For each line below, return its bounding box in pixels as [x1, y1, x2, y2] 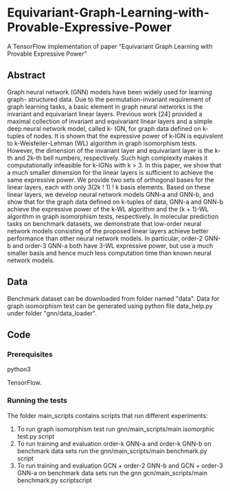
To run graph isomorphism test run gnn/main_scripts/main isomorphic [16, 425, 215, 433]
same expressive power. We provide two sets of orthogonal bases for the [7, 176, 214, 184]
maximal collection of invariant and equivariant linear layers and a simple [7, 117, 213, 125]
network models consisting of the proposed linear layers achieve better [7, 227, 209, 235]
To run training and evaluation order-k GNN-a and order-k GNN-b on [16, 439, 211, 448]
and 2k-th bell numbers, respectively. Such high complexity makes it [14, 154, 208, 162]
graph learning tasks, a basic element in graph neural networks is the [7, 102, 203, 111]
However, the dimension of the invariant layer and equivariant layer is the [7, 146, 214, 154]
